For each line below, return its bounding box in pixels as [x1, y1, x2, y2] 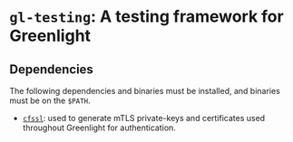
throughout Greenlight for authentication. [22, 122, 177, 133]
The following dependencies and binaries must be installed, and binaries [9, 86, 281, 96]
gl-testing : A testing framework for [9, 6, 284, 27]
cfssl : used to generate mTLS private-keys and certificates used [22, 113, 266, 123]
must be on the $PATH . [9, 95, 91, 106]
